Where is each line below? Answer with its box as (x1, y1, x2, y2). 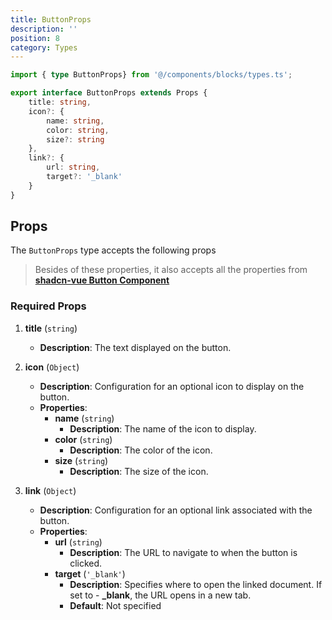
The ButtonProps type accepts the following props (10, 244, 217, 256)
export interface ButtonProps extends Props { (10, 88, 208, 98)
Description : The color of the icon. (69, 444, 213, 456)
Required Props (10, 299, 87, 313)
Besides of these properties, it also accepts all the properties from (34, 264, 308, 276)
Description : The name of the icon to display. (69, 422, 257, 435)
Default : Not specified (69, 599, 162, 611)
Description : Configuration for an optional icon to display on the (39, 380, 305, 392)
